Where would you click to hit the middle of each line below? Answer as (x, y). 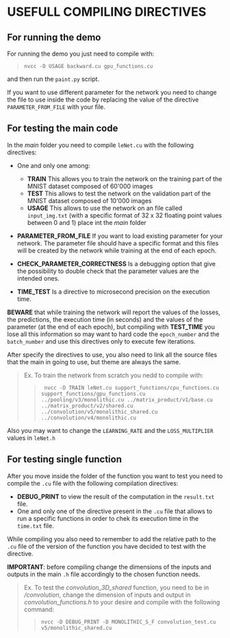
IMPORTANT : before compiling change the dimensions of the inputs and (109, 567)
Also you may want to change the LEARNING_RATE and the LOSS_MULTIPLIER (110, 430)
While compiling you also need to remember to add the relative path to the (112, 539)
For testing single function (64, 459)
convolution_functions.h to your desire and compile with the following (122, 602)
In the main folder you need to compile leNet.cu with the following (100, 145)
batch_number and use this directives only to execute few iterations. (102, 341)
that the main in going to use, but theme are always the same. (94, 362)
